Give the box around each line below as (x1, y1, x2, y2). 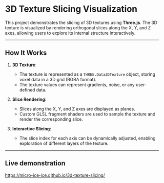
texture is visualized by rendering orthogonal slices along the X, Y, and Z (5, 24, 151, 30)
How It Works (5, 49, 47, 57)
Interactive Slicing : (12, 126, 51, 132)
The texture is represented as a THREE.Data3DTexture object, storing (19, 71, 155, 77)
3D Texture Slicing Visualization (5, 3, 138, 15)
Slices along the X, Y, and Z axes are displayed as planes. (19, 106, 135, 112)
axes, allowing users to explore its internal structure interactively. (5, 30, 136, 36)
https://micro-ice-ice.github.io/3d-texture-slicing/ (5, 172, 105, 178)
